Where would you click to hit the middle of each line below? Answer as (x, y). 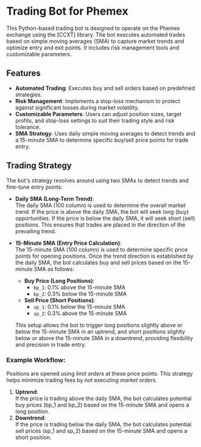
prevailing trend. (36, 231)
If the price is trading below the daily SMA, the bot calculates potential (103, 424)
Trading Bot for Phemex (67, 11)
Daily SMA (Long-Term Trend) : (55, 198)
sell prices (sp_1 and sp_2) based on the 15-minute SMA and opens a (101, 431)
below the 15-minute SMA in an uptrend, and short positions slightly (100, 332)
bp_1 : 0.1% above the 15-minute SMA (79, 287)
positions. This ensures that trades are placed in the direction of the (100, 225)
